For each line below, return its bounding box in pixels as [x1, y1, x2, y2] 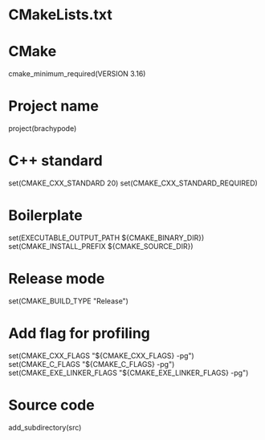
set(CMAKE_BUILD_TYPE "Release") [8, 295, 128, 306]
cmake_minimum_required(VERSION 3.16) [8, 69, 146, 79]
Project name [8, 97, 99, 116]
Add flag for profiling [8, 324, 151, 343]
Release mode [8, 270, 105, 288]
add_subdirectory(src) [8, 422, 82, 432]
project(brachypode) [8, 124, 77, 133]
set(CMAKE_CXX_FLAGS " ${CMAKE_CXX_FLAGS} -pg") [8, 351, 194, 361]
